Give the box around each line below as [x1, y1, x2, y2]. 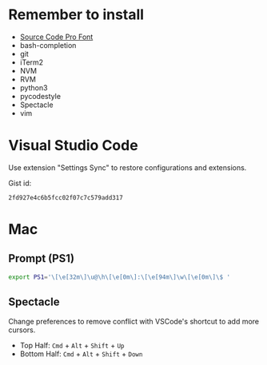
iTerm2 [19, 58, 44, 67]
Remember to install [8, 6, 145, 24]
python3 [19, 82, 48, 93]
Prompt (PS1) [8, 252, 74, 265]
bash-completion [19, 40, 77, 50]
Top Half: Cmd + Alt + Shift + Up [19, 340, 125, 350]
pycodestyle [19, 91, 62, 101]
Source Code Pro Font [19, 32, 94, 42]
